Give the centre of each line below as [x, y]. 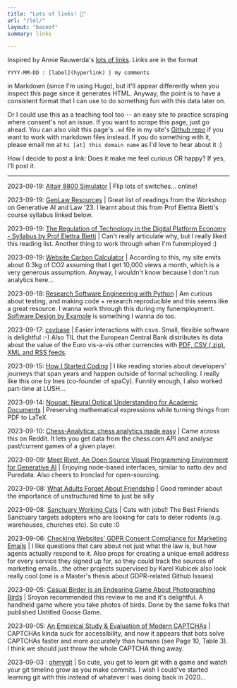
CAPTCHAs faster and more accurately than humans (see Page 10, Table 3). [117, 641]
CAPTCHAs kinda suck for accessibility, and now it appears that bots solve [116, 634]
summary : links [30, 34]
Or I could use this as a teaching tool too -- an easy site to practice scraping [118, 115]
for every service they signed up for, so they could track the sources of [111, 561]
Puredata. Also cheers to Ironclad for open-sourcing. [84, 475]
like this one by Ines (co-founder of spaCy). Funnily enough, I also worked [115, 381]
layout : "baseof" [33, 27]
